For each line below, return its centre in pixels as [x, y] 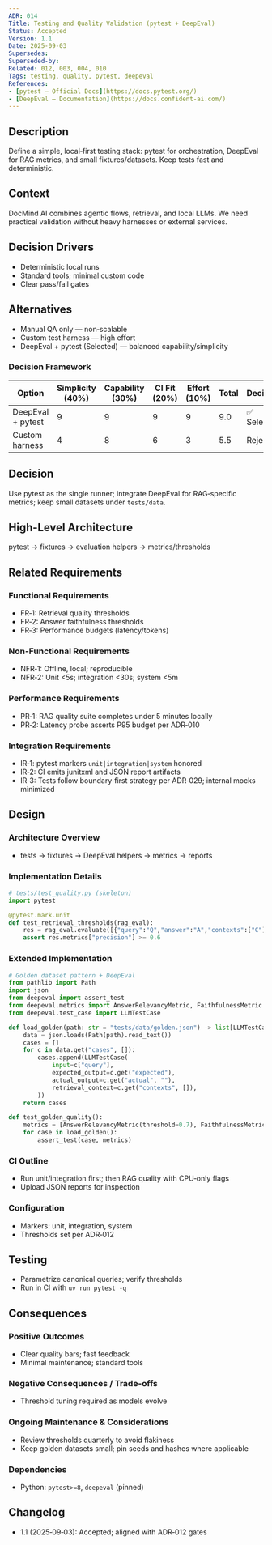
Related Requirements [66, 572]
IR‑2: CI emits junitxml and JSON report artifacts [100, 772]
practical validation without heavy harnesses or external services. [118, 221]
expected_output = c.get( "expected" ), [113, 1073]
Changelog [37, 1512]
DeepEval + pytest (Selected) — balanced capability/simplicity [124, 346]
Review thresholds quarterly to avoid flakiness [97, 1440]
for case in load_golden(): [70, 1133]
